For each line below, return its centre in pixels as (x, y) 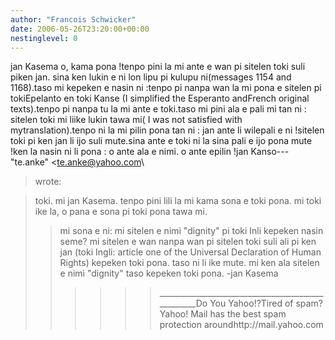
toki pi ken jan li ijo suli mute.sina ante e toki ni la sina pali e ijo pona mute (161, 141)
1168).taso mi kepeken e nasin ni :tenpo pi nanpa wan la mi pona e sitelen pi (166, 88)
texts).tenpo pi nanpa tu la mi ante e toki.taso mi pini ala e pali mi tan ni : (158, 109)
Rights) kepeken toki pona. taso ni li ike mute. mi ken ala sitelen (189, 263)
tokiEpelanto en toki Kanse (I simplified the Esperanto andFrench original (160, 98)
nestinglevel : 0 (44, 38)
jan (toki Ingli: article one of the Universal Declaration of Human (190, 252)
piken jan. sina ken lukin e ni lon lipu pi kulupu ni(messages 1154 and (151, 77)
